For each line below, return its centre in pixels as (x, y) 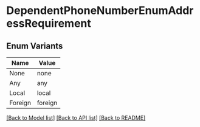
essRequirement (49, 23)
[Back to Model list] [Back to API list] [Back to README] (76, 118)
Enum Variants (35, 46)
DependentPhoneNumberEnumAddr (100, 11)
